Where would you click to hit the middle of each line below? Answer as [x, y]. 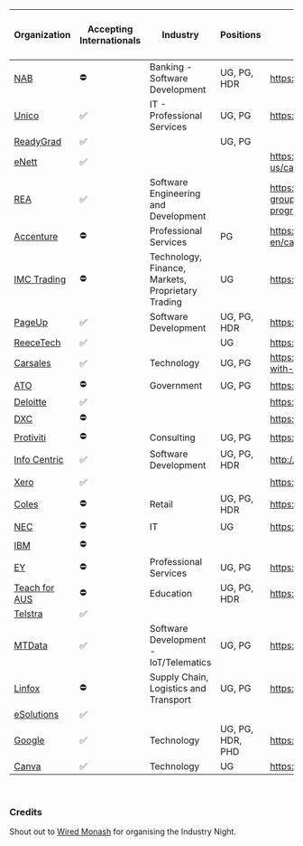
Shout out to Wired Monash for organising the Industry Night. [123, 832]
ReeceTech [37, 343]
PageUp [31, 322]
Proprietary [174, 291]
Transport [170, 700]
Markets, [168, 279]
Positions [240, 35]
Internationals [110, 40]
